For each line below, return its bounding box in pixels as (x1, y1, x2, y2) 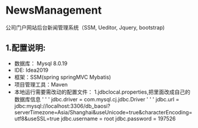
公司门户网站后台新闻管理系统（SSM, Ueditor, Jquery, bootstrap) (5, 24, 165, 31)
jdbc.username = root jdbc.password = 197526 (61, 115, 176, 122)
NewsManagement (5, 4, 102, 17)
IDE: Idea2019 (14, 66, 49, 73)
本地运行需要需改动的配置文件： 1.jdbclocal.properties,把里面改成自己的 (14, 88, 190, 95)
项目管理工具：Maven (14, 81, 68, 88)
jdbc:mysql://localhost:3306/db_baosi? (14, 102, 111, 110)
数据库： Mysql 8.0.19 (14, 60, 68, 67)
